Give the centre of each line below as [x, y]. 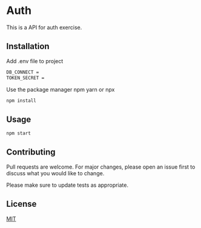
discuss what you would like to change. [55, 173]
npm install [21, 101]
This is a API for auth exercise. [44, 27]
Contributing [31, 152]
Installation [28, 46]
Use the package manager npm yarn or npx [61, 89]
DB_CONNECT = [23, 72]
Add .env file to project [35, 61]
